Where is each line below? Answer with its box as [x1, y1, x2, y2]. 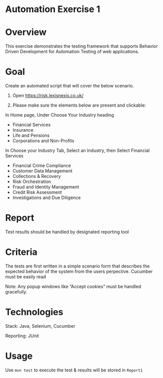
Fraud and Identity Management [12, 184, 79, 190]
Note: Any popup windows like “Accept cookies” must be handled [5, 283, 141, 290]
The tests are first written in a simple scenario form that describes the [5, 263, 150, 269]
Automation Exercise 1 [5, 4, 101, 15]
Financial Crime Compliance [12, 162, 71, 169]
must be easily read [5, 273, 46, 279]
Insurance [12, 127, 34, 133]
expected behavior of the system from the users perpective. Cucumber [5, 268, 153, 274]
